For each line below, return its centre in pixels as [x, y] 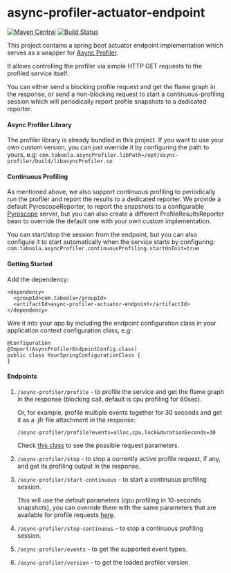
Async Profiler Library [40, 124]
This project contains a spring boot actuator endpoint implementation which [115, 45]
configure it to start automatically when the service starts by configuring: [111, 242]
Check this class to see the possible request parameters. [98, 445]
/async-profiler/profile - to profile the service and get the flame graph [121, 391]
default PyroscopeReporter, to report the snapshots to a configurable [105, 207]
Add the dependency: [38, 279]
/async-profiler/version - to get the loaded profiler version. [103, 562]
